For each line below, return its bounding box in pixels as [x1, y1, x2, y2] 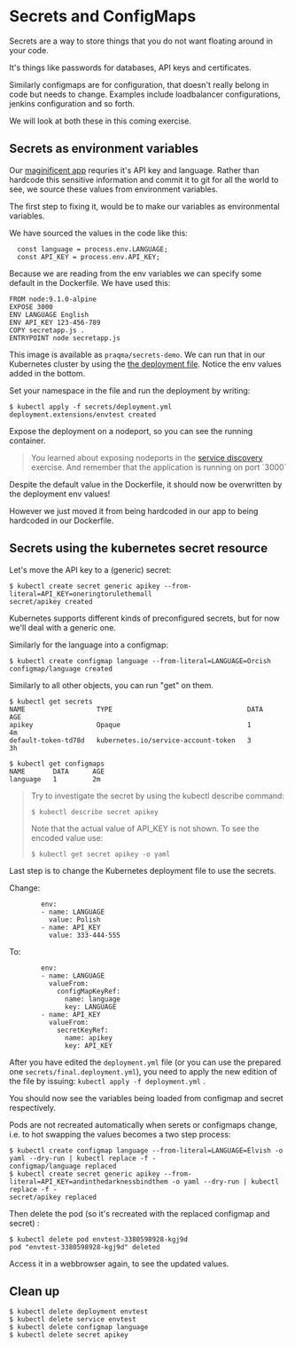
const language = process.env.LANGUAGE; [17, 244, 168, 254]
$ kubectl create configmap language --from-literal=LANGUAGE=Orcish [9, 656, 272, 665]
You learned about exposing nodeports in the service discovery [30, 452, 263, 463]
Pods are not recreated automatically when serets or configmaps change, [9, 1119, 277, 1130]
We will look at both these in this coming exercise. [9, 115, 192, 126]
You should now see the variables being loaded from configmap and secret [9, 1092, 283, 1103]
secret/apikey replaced [9, 1193, 97, 1201]
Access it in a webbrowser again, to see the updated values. [9, 1258, 229, 1269]
